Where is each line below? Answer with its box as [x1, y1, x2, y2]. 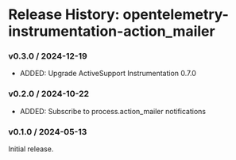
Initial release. [8, 144, 54, 154]
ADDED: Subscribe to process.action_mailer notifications [19, 106, 207, 116]
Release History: [8, 6, 120, 24]
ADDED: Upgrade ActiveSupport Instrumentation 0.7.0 [19, 69, 197, 78]
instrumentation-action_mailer [8, 22, 216, 40]
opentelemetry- [122, 6, 229, 24]
